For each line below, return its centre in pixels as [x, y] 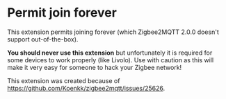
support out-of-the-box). [43, 39]
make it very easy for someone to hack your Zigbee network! [95, 67]
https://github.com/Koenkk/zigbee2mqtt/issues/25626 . [86, 88]
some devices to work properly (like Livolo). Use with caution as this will [111, 60]
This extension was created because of [64, 80]
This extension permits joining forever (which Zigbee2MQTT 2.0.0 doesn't [113, 32]
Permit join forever [62, 13]
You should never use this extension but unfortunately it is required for [110, 53]
